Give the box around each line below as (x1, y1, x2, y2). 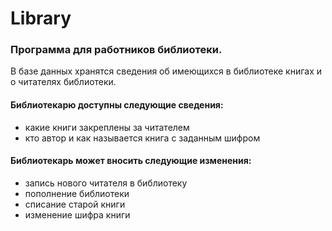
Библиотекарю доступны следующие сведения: (10, 99, 224, 111)
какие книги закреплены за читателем (24, 121, 190, 133)
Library (10, 7, 72, 30)
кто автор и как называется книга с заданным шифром (24, 132, 261, 144)
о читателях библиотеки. (10, 76, 117, 88)
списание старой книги (24, 198, 126, 210)
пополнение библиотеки (24, 187, 130, 199)
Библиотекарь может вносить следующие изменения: (10, 155, 252, 167)
